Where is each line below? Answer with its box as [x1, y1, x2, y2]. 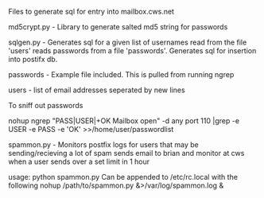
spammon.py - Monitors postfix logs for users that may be [8, 140, 199, 149]
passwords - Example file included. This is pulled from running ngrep [8, 70, 235, 79]
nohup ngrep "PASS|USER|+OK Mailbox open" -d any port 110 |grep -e [8, 116, 240, 126]
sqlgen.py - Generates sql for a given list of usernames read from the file [8, 37, 247, 47]
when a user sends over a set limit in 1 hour [8, 157, 150, 166]
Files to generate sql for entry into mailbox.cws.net [8, 7, 175, 16]
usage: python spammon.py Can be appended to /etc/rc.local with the [8, 173, 239, 181]
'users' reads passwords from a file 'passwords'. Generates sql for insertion [8, 46, 257, 55]
